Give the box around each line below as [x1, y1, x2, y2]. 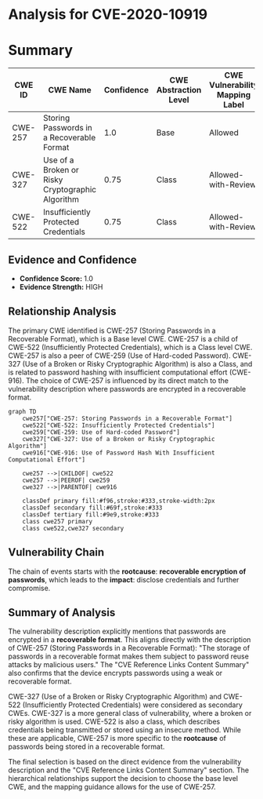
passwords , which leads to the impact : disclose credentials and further [8, 575, 240, 584]
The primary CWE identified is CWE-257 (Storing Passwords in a [8, 326, 217, 335]
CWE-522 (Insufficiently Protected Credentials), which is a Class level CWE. [8, 342, 253, 352]
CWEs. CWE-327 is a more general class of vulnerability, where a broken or [8, 709, 252, 718]
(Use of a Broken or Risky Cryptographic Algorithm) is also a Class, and [22, 359, 253, 368]
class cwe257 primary [22, 517, 92, 525]
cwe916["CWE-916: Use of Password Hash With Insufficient [22, 449, 215, 457]
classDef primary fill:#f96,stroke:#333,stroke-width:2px [22, 497, 215, 505]
